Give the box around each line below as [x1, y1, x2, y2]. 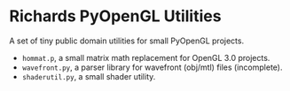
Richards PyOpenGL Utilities [9, 6, 222, 27]
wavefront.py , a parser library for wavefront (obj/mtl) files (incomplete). [21, 62, 283, 72]
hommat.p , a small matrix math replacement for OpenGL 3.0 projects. [21, 52, 270, 63]
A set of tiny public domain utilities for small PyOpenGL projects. [9, 35, 245, 46]
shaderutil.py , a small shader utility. [21, 71, 156, 81]
